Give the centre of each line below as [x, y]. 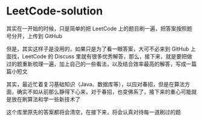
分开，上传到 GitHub [37, 36]
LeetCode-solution [55, 11]
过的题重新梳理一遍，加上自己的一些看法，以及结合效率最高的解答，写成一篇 [101, 64]
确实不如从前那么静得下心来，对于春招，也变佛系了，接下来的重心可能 [104, 92]
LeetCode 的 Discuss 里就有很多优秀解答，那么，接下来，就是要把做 [107, 56]
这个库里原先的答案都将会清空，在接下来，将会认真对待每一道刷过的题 [94, 112]
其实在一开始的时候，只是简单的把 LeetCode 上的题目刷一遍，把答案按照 [97, 28]
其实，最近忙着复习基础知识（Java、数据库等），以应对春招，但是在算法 [96, 84]
